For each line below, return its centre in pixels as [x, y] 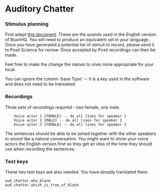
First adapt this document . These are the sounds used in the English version [81, 34]
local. [10, 70]
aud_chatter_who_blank [28, 181]
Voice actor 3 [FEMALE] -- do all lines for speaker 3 [70, 124]
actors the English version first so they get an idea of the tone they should [79, 144]
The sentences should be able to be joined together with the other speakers [80, 133]
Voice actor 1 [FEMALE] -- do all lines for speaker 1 [70, 116]
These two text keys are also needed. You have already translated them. [77, 172]
